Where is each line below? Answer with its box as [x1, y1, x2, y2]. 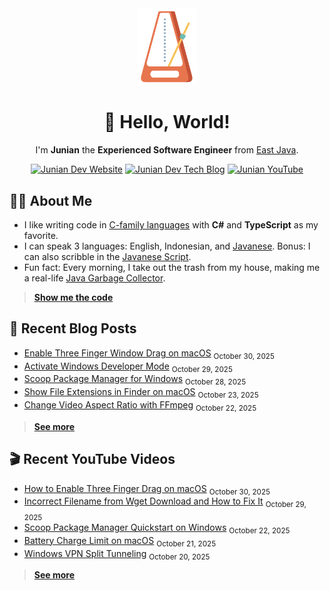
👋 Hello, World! [103, 111, 231, 134]
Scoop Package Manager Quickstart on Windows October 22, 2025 [23, 521, 291, 536]
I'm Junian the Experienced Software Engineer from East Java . [35, 144, 299, 156]
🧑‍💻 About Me [9, 192, 93, 209]
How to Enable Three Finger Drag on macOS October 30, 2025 [23, 482, 271, 497]
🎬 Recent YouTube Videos [9, 451, 176, 468]
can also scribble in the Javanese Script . [23, 250, 192, 262]
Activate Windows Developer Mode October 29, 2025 [23, 360, 233, 374]
